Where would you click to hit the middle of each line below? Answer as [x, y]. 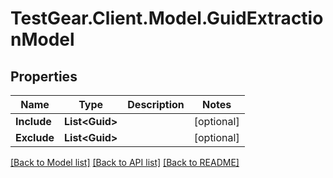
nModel [42, 39]
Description [156, 104]
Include [33, 121]
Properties [44, 76]
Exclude [35, 137]
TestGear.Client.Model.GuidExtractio [167, 18]
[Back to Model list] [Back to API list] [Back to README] [125, 162]
